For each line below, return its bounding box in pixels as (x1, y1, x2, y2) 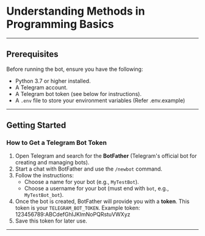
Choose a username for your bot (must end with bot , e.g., (24, 185, 169, 192)
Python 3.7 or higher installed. (15, 77, 91, 84)
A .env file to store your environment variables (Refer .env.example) (15, 97, 185, 104)
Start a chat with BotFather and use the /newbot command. (15, 165, 163, 172)
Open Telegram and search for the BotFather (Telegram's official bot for (15, 152, 197, 160)
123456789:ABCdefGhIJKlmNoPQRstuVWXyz (15, 211, 131, 218)
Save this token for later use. (15, 217, 87, 224)
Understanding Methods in (6, 4, 145, 18)
